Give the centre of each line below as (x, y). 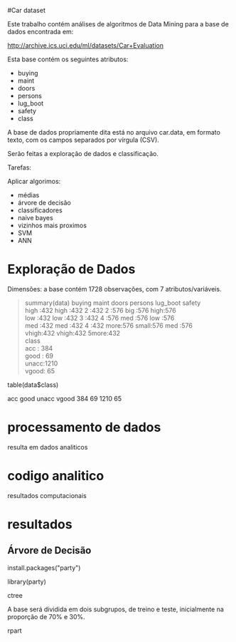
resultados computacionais (47, 495)
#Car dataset (27, 10)
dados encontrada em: (41, 32)
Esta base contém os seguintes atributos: (68, 59)
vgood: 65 (40, 371)
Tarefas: (20, 167)
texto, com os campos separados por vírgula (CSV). (84, 140)
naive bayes (35, 218)
